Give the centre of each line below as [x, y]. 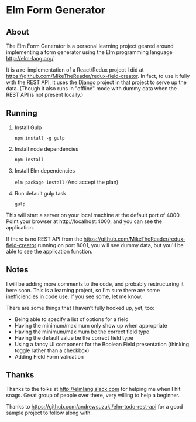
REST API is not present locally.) [45, 95]
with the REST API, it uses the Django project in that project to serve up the [97, 82]
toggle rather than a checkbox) [52, 350]
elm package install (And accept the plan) [66, 182]
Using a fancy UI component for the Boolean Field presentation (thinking [102, 344]
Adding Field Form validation [49, 356]
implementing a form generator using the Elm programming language [89, 52]
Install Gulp [28, 127]
